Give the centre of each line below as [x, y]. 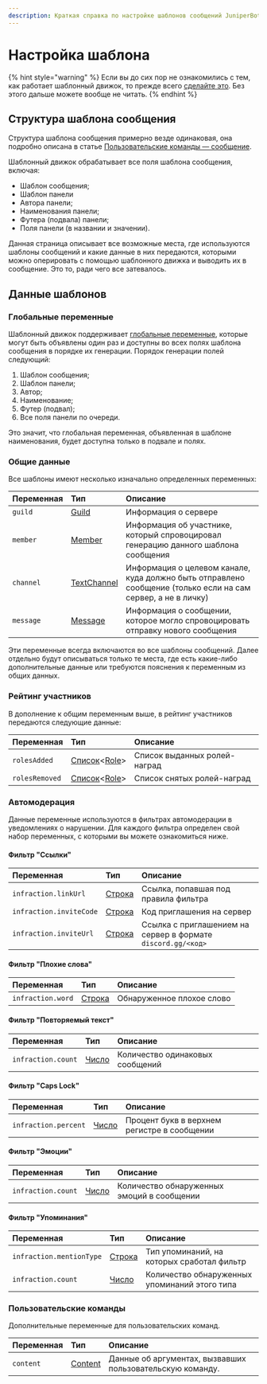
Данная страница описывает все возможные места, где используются [129, 244]
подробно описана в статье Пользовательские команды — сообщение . [130, 147]
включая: [24, 170]
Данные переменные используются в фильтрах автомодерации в [120, 819]
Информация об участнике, [179, 525]
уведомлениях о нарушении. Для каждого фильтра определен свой [124, 827]
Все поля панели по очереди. [70, 417]
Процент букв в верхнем [173, 1120]
